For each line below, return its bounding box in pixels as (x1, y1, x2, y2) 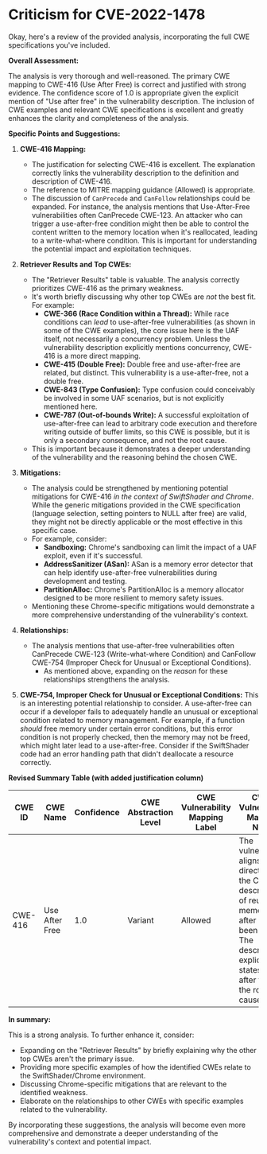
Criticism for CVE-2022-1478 (8, 6, 206, 24)
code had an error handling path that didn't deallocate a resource (19, 749, 234, 759)
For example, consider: (31, 534, 107, 543)
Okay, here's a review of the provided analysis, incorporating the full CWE (8, 32, 250, 41)
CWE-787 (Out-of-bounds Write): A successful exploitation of (43, 410, 250, 419)
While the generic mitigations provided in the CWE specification (31, 499, 241, 510)
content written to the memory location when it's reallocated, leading (31, 227, 258, 236)
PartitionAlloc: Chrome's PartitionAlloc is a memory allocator (43, 585, 245, 594)
